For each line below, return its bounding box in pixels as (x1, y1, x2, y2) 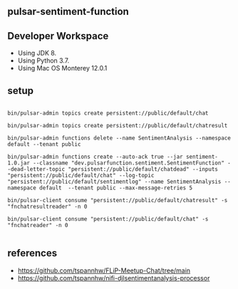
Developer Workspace (7, 30, 109, 42)
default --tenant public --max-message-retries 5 (38, 184, 193, 191)
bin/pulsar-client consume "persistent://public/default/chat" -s (7, 216, 209, 223)
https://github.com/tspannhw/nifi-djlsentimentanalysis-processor (17, 273, 210, 282)
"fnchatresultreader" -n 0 (7, 203, 88, 211)
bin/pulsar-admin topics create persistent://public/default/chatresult (7, 122, 228, 130)
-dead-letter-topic (7, 166, 66, 173)
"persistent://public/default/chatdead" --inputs (68, 166, 219, 173)
